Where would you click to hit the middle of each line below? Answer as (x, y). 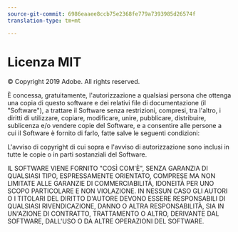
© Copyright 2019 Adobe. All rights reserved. (74, 82)
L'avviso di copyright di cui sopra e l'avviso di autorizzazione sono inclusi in (119, 147)
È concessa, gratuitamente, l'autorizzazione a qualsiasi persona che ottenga (119, 95)
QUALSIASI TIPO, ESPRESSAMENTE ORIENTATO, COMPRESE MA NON (112, 176)
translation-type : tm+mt (44, 21)
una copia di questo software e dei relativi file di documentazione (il (107, 103)
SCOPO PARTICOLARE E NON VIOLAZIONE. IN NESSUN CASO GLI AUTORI (118, 191)
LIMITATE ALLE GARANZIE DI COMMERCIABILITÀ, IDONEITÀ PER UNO (111, 184)
